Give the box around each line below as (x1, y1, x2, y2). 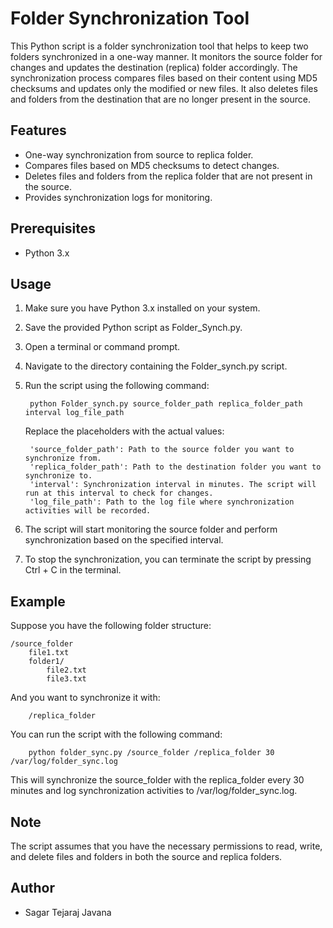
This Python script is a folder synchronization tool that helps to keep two (10, 40, 309, 52)
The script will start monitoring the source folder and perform (24, 523, 278, 536)
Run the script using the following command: (24, 380, 210, 392)
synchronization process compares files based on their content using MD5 (10, 72, 318, 84)
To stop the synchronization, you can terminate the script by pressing (24, 553, 312, 566)
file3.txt (46, 674, 87, 684)
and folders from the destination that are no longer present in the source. (10, 93, 311, 105)
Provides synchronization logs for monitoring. (24, 191, 213, 203)
